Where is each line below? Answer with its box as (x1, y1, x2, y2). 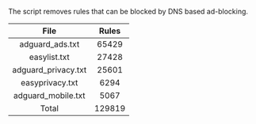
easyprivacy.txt (21, 77, 78, 88)
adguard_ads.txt (19, 39, 80, 50)
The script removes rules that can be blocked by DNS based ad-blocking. (8, 7, 248, 16)
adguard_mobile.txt (13, 90, 86, 101)
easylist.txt (29, 51, 70, 62)
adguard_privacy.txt (12, 65, 87, 75)
